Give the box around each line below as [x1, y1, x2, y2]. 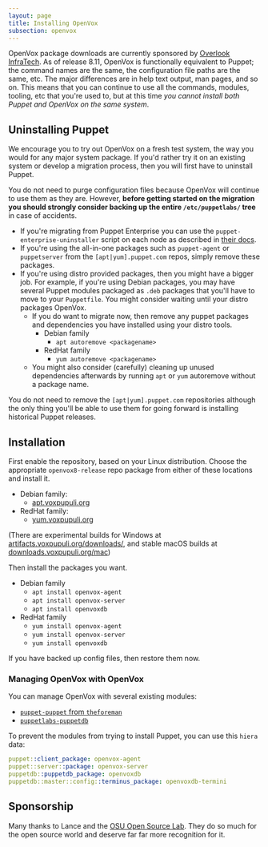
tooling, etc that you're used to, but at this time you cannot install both [8, 91, 240, 101]
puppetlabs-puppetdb [19, 717, 89, 725]
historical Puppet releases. [8, 412, 96, 421]
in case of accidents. [8, 211, 78, 220]
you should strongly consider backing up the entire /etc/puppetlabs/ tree [8, 202, 256, 212]
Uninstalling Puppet [8, 123, 110, 136]
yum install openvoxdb [31, 639, 108, 647]
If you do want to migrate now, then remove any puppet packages [31, 312, 250, 321]
